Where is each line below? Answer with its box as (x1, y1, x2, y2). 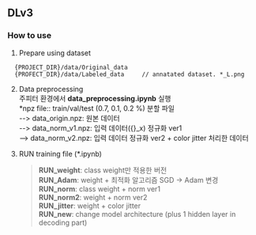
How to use (7, 30, 52, 41)
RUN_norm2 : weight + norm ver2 (38, 192, 148, 202)
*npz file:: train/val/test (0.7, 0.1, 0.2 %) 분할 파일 (18, 103, 175, 113)
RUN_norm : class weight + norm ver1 (38, 184, 161, 193)
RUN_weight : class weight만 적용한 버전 (38, 165, 168, 175)
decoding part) (38, 218, 88, 227)
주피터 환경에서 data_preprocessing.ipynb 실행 (18, 93, 171, 103)
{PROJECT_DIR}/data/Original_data (14, 63, 128, 71)
